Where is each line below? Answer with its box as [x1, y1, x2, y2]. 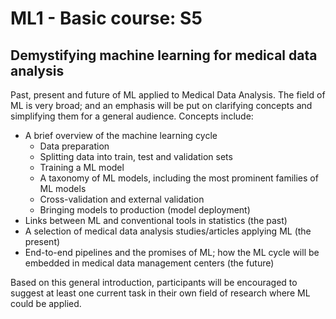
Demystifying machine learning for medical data [10, 47, 318, 64]
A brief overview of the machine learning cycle [24, 130, 218, 141]
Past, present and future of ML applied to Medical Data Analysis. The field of [10, 89, 326, 101]
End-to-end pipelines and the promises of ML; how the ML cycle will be [24, 247, 320, 258]
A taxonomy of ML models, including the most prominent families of [39, 172, 319, 184]
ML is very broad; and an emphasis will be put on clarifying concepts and [10, 100, 313, 111]
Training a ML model [39, 162, 125, 173]
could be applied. [10, 298, 82, 309]
